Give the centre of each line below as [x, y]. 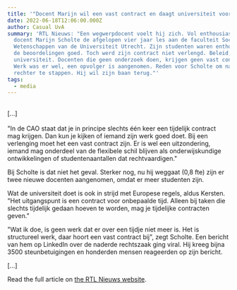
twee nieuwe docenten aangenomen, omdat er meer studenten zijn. [106, 180]
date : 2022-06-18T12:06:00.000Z [55, 20]
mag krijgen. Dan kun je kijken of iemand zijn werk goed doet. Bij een [108, 136]
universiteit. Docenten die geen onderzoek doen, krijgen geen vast [116, 60]
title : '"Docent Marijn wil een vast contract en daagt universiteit [112, 14]
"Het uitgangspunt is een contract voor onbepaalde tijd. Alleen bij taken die [116, 201]
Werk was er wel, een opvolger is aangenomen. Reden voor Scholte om [118, 66]
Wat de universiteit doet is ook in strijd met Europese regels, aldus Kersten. [116, 193]
